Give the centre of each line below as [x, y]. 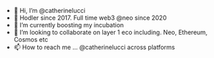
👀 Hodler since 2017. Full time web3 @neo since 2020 [90, 18]
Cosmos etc [31, 40]
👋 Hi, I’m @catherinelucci [49, 11]
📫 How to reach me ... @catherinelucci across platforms [94, 47]
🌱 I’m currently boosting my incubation [69, 25]
